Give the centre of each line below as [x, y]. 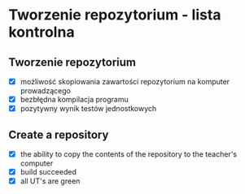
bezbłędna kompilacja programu [74, 100]
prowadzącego [46, 91]
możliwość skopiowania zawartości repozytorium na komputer [125, 82]
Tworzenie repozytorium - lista [115, 15]
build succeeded [48, 172]
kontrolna [42, 32]
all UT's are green [50, 181]
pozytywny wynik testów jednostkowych [88, 109]
